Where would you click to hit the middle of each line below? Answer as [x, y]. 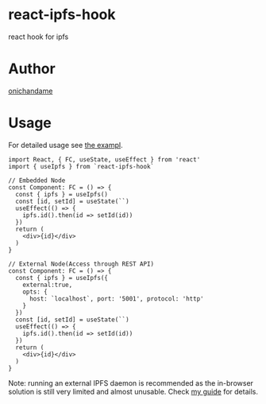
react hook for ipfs [39, 37]
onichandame [31, 91]
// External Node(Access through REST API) [81, 264]
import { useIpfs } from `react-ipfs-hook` [81, 166]
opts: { [35, 292]
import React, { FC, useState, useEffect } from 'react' [104, 159]
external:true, [48, 285]
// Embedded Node [37, 181]
